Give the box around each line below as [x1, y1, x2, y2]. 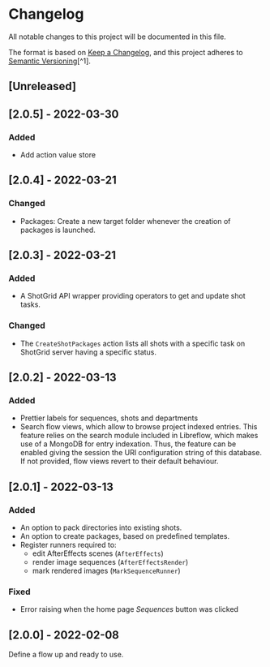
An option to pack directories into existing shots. [19, 523, 182, 532]
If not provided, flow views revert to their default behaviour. [19, 456, 219, 467]
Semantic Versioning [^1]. [8, 56, 92, 66]
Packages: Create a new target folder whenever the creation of [19, 216, 231, 226]
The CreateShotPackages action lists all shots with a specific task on [19, 338, 246, 348]
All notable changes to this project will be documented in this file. [8, 32, 227, 41]
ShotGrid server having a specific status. [19, 346, 156, 357]
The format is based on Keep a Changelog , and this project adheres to [8, 47, 243, 57]
